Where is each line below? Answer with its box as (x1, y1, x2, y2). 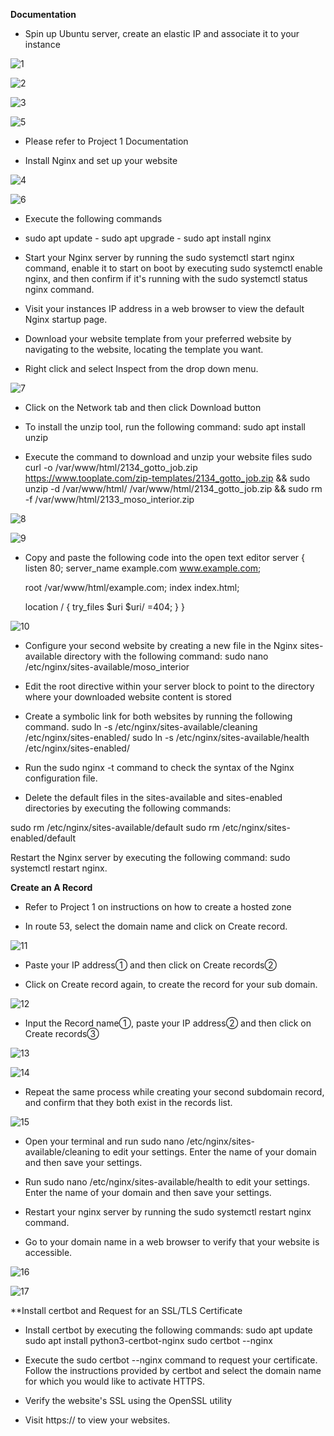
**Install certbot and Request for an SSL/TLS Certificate (10, 1305, 243, 1316)
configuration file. (24, 772, 98, 784)
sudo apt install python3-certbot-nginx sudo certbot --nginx (24, 1335, 273, 1346)
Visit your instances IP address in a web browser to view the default (24, 303, 305, 314)
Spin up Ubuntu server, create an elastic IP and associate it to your (24, 28, 300, 39)
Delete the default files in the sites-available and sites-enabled (24, 792, 283, 803)
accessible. (24, 1247, 73, 1258)
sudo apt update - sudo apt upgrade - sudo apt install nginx (24, 232, 272, 244)
